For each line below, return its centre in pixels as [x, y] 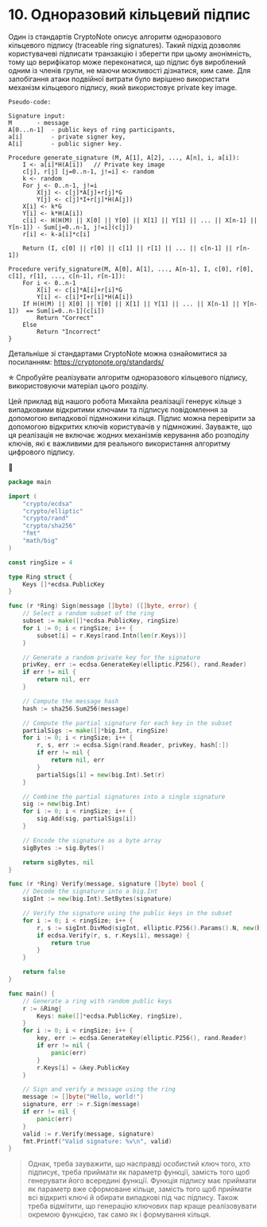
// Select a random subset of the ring [89, 613]
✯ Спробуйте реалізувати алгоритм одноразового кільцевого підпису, [128, 377]
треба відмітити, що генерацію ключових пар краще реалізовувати [142, 1206]
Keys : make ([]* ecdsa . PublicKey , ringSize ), [110, 1016]
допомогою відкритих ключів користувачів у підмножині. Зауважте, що [130, 427]
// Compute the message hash [71, 701]
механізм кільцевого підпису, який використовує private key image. [123, 87]
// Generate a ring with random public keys [97, 1001]
